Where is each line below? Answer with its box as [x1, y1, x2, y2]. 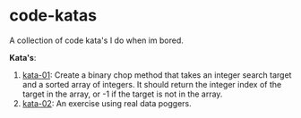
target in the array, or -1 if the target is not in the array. [21, 88, 223, 99]
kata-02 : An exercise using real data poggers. [21, 97, 193, 108]
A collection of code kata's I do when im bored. [9, 35, 184, 46]
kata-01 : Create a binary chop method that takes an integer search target [21, 69, 292, 80]
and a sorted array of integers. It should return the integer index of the [21, 79, 282, 89]
